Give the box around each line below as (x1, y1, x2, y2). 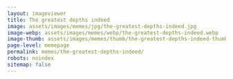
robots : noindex (7, 55, 54, 62)
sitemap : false (7, 61, 51, 68)
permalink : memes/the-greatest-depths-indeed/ (7, 49, 144, 56)
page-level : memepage (7, 42, 70, 49)
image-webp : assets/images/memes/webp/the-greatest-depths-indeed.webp (7, 29, 218, 36)
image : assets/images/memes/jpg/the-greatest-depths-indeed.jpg (7, 23, 197, 30)
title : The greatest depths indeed (7, 16, 110, 23)
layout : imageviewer (7, 10, 67, 17)
